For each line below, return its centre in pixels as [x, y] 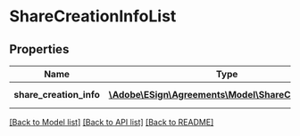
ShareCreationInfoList [93, 16]
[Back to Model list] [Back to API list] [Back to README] [112, 122]
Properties [39, 49]
